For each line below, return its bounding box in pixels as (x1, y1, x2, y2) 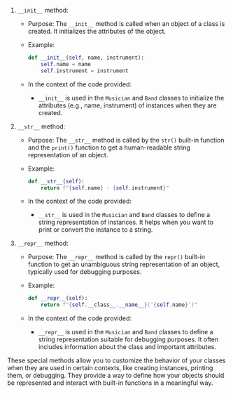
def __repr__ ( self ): (27, 295, 88, 302)
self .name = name (41, 60, 91, 67)
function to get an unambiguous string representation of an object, (27, 260, 220, 269)
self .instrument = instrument (41, 67, 129, 74)
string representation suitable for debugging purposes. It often (38, 335, 219, 343)
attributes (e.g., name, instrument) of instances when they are (38, 101, 217, 110)
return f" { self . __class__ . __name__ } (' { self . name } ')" (41, 301, 198, 308)
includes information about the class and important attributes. (38, 343, 217, 351)
